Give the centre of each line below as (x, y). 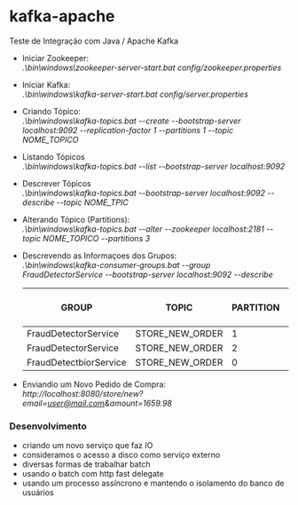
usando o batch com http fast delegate (93, 474)
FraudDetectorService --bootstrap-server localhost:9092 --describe (147, 274)
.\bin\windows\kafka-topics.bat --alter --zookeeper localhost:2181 (143, 229)
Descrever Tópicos (56, 183)
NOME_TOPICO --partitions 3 (97, 238)
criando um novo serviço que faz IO (87, 446)
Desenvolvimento (48, 426)
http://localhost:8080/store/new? (82, 393)
